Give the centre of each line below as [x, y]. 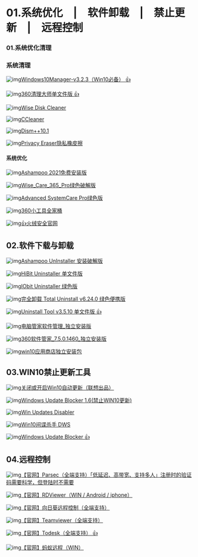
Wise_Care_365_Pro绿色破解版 [59, 185]
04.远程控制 [28, 459]
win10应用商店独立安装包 [51, 352]
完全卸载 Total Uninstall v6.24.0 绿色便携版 [73, 299]
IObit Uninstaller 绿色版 [49, 286]
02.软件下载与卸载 [40, 245]
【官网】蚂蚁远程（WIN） [53, 547]
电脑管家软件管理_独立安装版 [56, 326]
